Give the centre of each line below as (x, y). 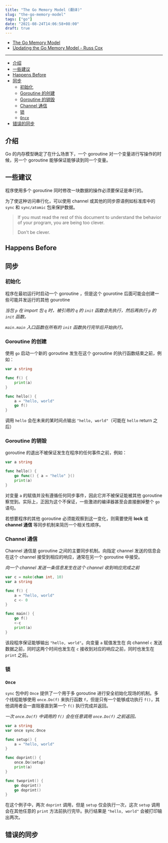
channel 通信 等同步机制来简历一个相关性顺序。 (54, 524)
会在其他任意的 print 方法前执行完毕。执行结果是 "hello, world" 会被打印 (81, 811)
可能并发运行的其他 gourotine (40, 299)
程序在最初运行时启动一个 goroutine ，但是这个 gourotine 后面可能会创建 (80, 293)
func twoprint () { (24, 780)
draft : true (17, 28)
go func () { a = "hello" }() (44, 476)
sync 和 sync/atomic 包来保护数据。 (41, 207)
